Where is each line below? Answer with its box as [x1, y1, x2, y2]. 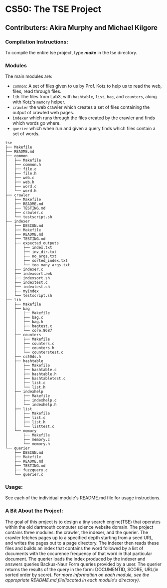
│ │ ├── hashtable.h [5, 372, 57, 377]
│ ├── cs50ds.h [5, 354, 41, 360]
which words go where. [12, 120, 61, 126]
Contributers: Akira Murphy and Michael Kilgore [5, 23, 158, 32]
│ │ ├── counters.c [5, 341, 55, 346]
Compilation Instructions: [5, 38, 68, 45]
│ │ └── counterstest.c [5, 350, 64, 355]
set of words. [12, 131, 40, 137]
